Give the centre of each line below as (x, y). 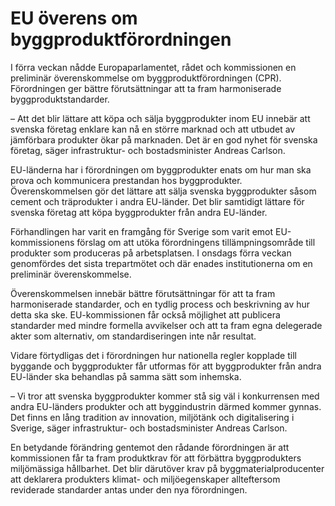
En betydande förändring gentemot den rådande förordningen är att (150, 447)
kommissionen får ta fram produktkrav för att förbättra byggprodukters (156, 458)
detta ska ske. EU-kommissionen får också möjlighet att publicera (145, 314)
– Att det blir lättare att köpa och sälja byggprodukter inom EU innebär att (160, 118)
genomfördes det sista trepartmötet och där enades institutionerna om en (161, 263)
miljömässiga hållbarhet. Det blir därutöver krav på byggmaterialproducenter (167, 468)
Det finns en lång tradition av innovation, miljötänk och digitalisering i (152, 417)
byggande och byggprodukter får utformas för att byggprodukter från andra (166, 366)
